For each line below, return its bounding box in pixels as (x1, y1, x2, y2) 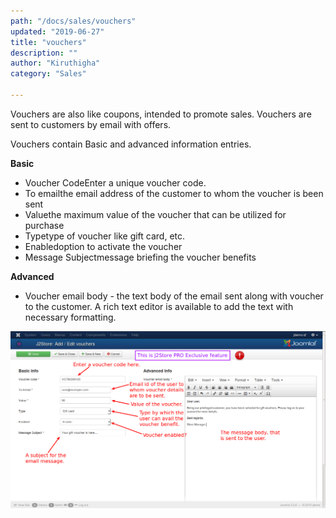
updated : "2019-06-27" (10, 26, 105, 37)
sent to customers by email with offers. (10, 118, 172, 130)
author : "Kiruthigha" (10, 58, 101, 69)
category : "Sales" (10, 69, 87, 79)
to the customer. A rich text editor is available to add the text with (24, 300, 294, 312)
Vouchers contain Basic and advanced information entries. (10, 138, 252, 150)
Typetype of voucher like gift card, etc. (24, 230, 186, 242)
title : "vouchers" (10, 37, 87, 47)
